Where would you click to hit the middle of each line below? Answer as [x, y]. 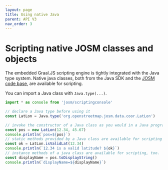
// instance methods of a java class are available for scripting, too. [82, 153]
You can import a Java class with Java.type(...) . [56, 93]
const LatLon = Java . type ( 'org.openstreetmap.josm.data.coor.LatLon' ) [80, 116]
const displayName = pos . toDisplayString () [51, 157]
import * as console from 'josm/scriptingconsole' [59, 102]
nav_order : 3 [19, 24]
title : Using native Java [32, 14]
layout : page [19, 10]
